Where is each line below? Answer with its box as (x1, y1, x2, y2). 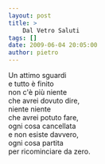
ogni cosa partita (8, 139, 64, 147)
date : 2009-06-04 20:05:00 (8, 41, 98, 49)
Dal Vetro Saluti (22, 26, 80, 34)
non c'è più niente (8, 88, 68, 96)
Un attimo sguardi (8, 71, 67, 80)
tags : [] (8, 33, 37, 42)
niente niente (8, 104, 52, 114)
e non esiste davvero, (8, 130, 80, 139)
